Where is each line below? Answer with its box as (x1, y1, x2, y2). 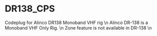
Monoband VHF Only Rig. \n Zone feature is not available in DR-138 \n (5, 24, 152, 30)
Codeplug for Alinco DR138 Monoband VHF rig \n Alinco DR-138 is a (5, 19, 148, 25)
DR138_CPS (5, 3, 55, 14)
